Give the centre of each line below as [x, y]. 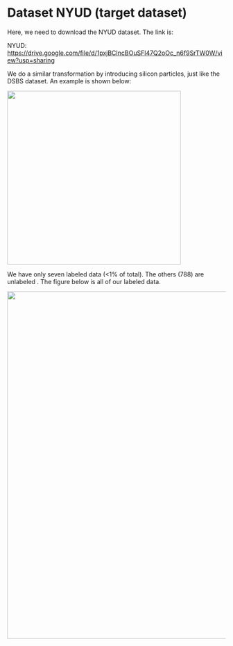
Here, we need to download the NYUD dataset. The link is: [90, 32]
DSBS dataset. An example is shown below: [69, 81]
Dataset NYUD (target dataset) [97, 13]
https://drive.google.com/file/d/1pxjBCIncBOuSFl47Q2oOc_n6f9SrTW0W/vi [115, 53]
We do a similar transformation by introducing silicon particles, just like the [114, 74]
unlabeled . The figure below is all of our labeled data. [84, 281]
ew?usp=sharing [31, 60]
